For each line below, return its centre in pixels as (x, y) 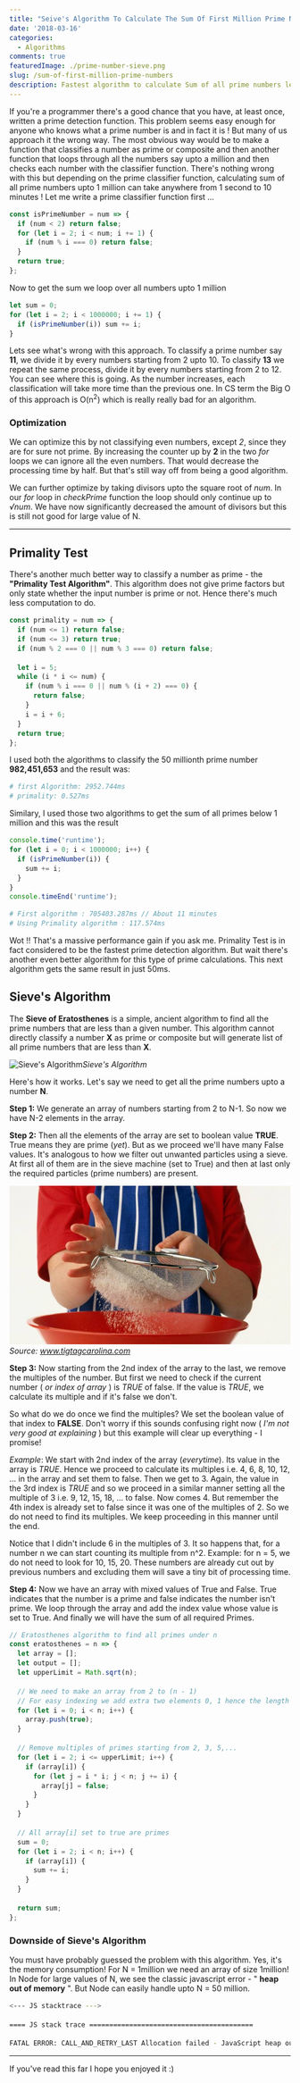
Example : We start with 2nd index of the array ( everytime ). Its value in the (145, 1460)
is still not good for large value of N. (75, 516)
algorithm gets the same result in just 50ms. (90, 969)
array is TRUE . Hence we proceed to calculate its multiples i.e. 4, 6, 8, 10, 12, (150, 1468)
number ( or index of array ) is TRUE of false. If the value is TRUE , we (137, 1387)
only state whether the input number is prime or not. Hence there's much (143, 593)
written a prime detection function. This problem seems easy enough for (142, 121)
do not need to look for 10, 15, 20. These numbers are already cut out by (142, 1562)
